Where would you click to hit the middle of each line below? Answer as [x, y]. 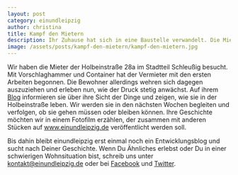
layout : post [27, 14]
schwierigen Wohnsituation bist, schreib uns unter [80, 156]
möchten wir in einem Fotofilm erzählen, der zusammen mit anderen [107, 120]
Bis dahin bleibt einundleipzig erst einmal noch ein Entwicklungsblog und [114, 141]
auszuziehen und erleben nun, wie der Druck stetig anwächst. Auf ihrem [113, 90]
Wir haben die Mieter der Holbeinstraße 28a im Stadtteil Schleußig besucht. [118, 67]
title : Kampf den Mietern [45, 34]
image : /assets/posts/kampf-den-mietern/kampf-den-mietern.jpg [103, 47]
